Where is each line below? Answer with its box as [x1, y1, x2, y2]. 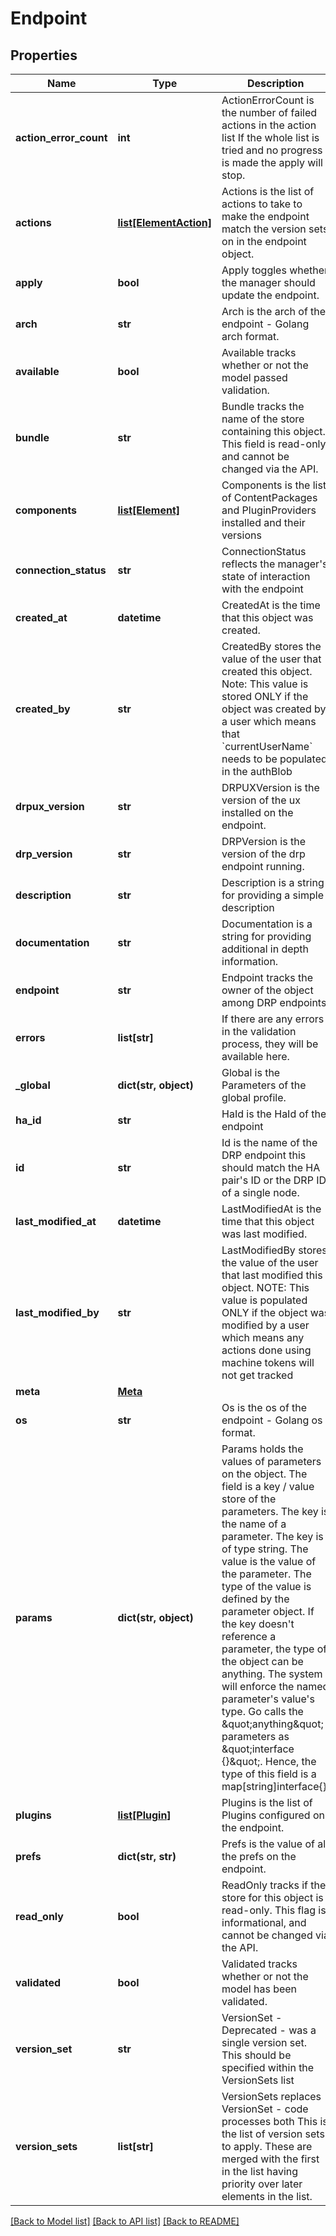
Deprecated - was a [221, 2023, 317, 2037]
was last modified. [221, 1227, 308, 1241]
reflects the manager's [221, 557, 328, 571]
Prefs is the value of [221, 1837, 315, 1851]
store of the [221, 1492, 277, 1506]
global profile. [221, 1091, 287, 1104]
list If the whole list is [221, 131, 320, 144]
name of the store [221, 412, 305, 426]
